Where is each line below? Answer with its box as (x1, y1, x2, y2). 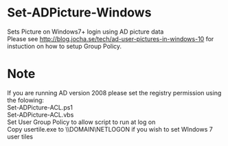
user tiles (7, 132, 33, 141)
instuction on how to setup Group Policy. (7, 42, 122, 50)
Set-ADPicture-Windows (7, 5, 152, 21)
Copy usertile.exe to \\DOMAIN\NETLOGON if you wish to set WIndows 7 (7, 125, 213, 133)
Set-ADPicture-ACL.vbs (7, 110, 74, 119)
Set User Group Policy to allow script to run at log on (7, 118, 156, 126)
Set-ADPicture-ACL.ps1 (7, 103, 73, 111)
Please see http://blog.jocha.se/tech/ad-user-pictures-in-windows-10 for (7, 34, 214, 42)
